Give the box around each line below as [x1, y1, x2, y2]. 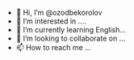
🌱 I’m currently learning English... [15, 25, 127, 34]
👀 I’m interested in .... [15, 16, 86, 26]
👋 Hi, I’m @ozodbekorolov [15, 8, 103, 17]
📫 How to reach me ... [15, 43, 91, 52]
